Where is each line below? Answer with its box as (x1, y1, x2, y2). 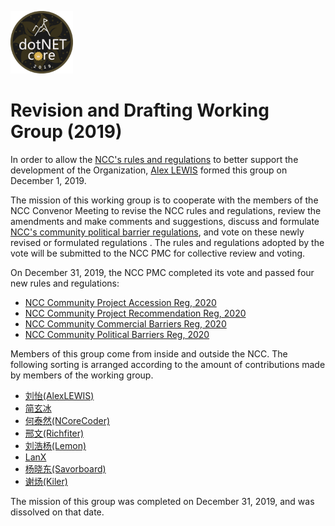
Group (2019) (10, 121, 123, 143)
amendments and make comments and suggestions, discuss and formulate (10, 215, 320, 227)
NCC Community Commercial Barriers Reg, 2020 (24, 317, 227, 330)
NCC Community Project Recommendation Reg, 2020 (24, 307, 247, 319)
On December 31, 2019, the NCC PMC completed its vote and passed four (10, 266, 315, 278)
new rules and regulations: (10, 277, 120, 289)
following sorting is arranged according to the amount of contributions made (10, 358, 326, 370)
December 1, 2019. (10, 174, 87, 186)
